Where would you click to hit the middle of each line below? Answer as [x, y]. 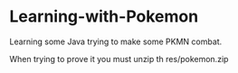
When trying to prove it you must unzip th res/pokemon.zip [119, 59]
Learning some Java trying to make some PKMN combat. [116, 41]
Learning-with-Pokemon [104, 17]
